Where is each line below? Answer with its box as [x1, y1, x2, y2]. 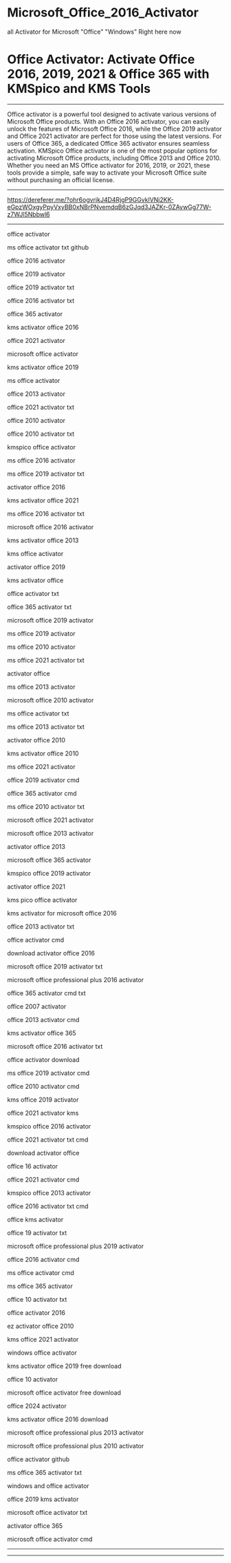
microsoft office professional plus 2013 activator [7, 1428, 144, 1437]
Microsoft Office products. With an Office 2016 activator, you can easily [7, 117, 210, 125]
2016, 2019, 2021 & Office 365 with [7, 67, 210, 82]
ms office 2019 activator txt [7, 469, 85, 478]
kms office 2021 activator [7, 1335, 79, 1343]
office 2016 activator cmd [7, 1255, 80, 1263]
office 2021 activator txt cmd [7, 1135, 89, 1144]
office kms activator [7, 1215, 64, 1223]
